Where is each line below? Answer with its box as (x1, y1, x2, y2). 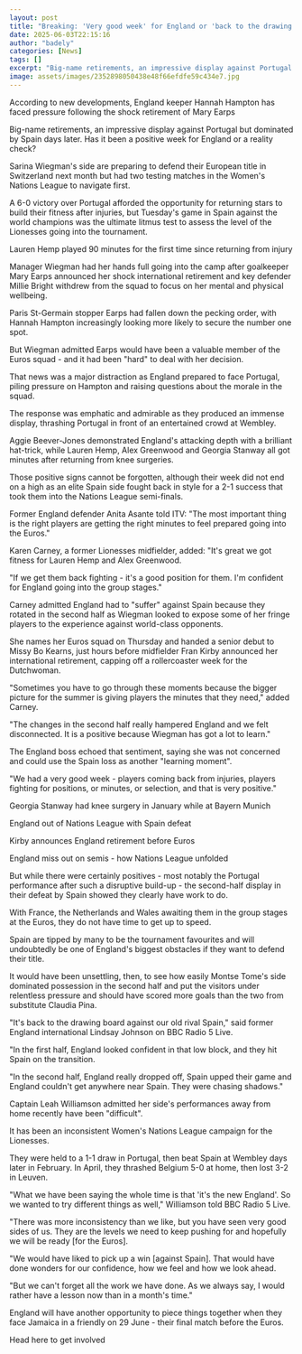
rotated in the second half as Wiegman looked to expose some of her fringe (9, 609, 290, 620)
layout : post (9, 13, 59, 23)
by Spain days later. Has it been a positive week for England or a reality (9, 133, 273, 145)
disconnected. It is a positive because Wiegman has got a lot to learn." (9, 728, 271, 739)
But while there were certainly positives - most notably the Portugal (9, 870, 260, 881)
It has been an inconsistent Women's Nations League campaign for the (9, 1125, 273, 1136)
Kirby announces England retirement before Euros (9, 835, 196, 845)
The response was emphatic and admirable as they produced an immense (9, 407, 285, 418)
